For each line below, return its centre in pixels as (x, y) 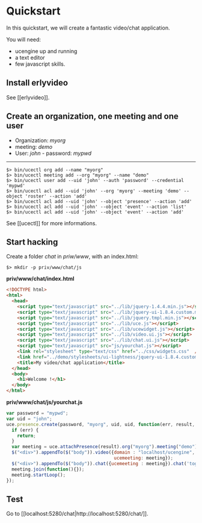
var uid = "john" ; (29, 419)
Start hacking (32, 242)
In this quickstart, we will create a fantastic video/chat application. (88, 28)
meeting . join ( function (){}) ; (48, 469)
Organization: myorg (40, 140)
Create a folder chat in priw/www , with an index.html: (72, 257)
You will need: (23, 39)
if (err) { (25, 430)
